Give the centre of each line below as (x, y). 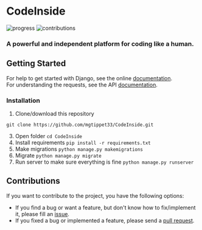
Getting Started (36, 64)
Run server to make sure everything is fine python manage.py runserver (104, 162)
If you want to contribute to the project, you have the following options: (95, 195)
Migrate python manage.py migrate (58, 155)
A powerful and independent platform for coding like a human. (100, 44)
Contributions (33, 181)
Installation (23, 100)
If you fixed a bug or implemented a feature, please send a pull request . (105, 220)
